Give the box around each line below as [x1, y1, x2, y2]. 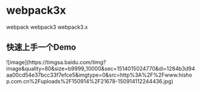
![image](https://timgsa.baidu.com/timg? [6, 58, 106, 66]
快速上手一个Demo [6, 43, 76, 53]
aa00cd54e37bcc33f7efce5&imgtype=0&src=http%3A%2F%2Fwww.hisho [6, 71, 193, 78]
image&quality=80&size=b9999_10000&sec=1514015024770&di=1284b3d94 [6, 65, 196, 72]
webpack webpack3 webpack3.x [6, 23, 88, 31]
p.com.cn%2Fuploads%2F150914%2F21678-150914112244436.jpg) [6, 77, 174, 84]
